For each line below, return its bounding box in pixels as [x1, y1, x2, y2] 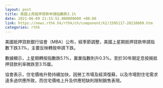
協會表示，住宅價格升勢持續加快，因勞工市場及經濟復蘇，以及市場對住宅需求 [5, 72, 158, 77]
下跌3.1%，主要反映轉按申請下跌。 [9, 45, 79, 51]
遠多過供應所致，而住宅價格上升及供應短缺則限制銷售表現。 [5, 78, 124, 84]
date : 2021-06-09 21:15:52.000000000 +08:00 [5, 16, 97, 21]
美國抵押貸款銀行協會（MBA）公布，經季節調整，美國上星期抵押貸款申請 [5, 39, 151, 45]
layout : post [5, 7, 32, 12]
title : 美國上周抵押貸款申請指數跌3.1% [5, 12, 76, 16]
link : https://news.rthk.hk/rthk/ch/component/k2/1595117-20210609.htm [5, 20, 153, 26]
